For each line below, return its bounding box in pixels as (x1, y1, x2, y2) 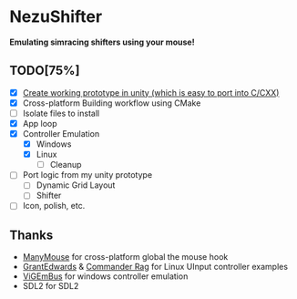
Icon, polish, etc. (22, 201, 86, 211)
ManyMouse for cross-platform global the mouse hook (22, 252, 229, 263)
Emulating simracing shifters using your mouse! (9, 36, 195, 47)
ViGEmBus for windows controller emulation (22, 271, 189, 282)
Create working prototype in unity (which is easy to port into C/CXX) (22, 87, 280, 98)
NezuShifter (9, 6, 103, 27)
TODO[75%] (9, 63, 80, 78)
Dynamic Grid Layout (36, 180, 116, 191)
